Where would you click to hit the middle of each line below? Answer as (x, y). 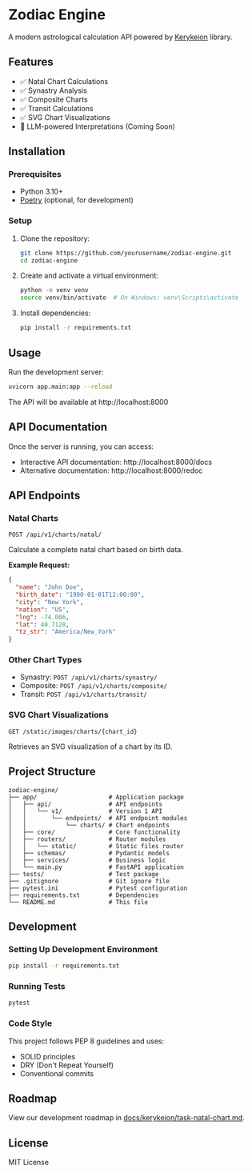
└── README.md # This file (78, 902)
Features (31, 62)
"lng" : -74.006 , (42, 617)
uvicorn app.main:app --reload (60, 386)
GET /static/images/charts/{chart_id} (73, 731)
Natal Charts (33, 518)
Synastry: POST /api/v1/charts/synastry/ (88, 677)
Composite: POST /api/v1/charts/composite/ (94, 686)
